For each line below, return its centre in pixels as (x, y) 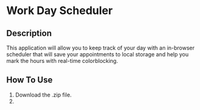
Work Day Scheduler (59, 11)
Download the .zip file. (43, 95)
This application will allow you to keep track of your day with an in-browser (101, 48)
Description (29, 33)
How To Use (30, 80)
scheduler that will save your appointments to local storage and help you (98, 54)
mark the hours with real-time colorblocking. (62, 61)
